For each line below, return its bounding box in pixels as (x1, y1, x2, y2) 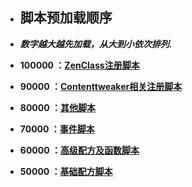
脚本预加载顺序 (19, 9, 113, 27)
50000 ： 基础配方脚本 (19, 165, 113, 177)
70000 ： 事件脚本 (19, 123, 95, 135)
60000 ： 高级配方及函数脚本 (19, 144, 140, 156)
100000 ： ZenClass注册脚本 (19, 59, 140, 71)
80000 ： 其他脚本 (19, 101, 96, 113)
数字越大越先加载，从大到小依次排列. (19, 38, 173, 50)
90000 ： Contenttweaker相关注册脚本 (19, 80, 183, 92)
